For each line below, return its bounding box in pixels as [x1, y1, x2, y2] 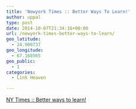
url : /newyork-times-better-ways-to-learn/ [6, 31, 115, 37]
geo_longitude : [6, 47, 44, 53]
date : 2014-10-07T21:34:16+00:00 [6, 25, 89, 31]
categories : [6, 69, 35, 75]
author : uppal [6, 14, 41, 20]
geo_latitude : [6, 36, 41, 42]
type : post [6, 20, 33, 25]
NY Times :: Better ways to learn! [6, 96, 87, 104]
